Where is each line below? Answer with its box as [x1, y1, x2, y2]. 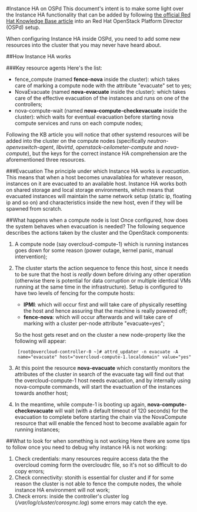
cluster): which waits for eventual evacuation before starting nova [14, 113, 174, 120]
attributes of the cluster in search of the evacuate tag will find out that [14, 371, 184, 378]
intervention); [14, 253, 48, 260]
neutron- [147, 137, 169, 144]
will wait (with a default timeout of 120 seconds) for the [54, 407, 188, 414]
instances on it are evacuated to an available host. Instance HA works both [6, 180, 187, 187]
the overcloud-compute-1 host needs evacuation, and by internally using [14, 377, 191, 384]
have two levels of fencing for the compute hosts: [14, 290, 135, 297]
